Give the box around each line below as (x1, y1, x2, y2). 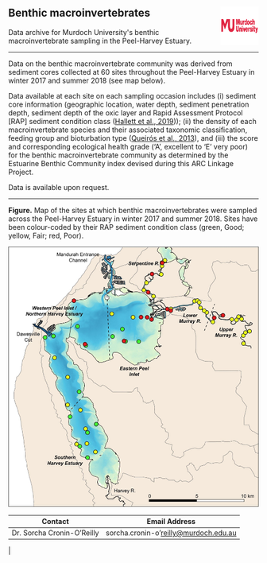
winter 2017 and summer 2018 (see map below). (8, 76, 165, 85)
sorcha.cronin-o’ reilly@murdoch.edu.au (106, 528, 237, 538)
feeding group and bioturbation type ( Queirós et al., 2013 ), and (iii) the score (8, 133, 258, 142)
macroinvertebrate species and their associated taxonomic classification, (8, 125, 248, 134)
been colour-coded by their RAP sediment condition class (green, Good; (8, 222, 245, 231)
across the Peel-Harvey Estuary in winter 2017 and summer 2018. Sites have (8, 214, 258, 223)
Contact (41, 517, 69, 526)
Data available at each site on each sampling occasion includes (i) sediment (8, 91, 257, 100)
